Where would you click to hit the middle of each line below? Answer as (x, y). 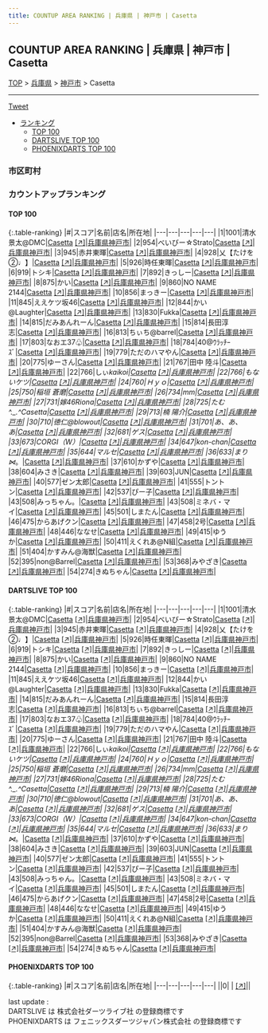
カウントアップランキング (57, 195)
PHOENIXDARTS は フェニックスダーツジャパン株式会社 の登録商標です (125, 1021)
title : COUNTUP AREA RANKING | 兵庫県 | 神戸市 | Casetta (103, 16)
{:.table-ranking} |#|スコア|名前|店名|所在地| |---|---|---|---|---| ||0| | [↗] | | (130, 985)
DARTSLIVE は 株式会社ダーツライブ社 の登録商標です (96, 1011)
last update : (29, 1001)
